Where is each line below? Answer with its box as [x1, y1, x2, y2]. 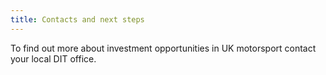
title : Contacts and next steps [10, 14, 145, 25]
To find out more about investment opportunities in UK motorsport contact [10, 42, 317, 54]
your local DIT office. [10, 52, 97, 65]
